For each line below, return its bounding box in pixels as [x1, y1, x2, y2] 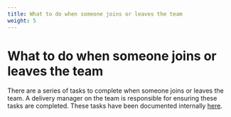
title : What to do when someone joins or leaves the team [7, 10, 183, 18]
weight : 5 [7, 17, 37, 24]
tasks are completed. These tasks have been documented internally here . [7, 101, 222, 111]
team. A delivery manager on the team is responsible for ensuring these [7, 94, 217, 103]
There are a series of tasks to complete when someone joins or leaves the [7, 86, 224, 95]
